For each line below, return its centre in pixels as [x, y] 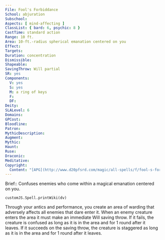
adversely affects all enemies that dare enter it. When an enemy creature [79, 212]
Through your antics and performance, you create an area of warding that [80, 207]
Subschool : [16, 19]
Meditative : [17, 160]
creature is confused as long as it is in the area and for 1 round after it [75, 223]
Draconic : [15, 156]
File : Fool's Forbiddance [31, 10]
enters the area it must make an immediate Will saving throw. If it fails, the [80, 217]
